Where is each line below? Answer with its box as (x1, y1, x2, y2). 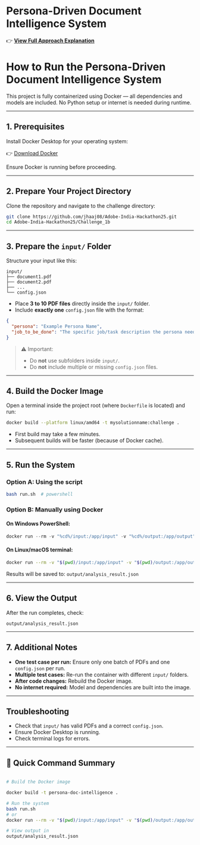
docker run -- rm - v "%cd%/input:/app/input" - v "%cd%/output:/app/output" (6, 533, 196, 539)
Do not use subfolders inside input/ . (29, 357, 120, 364)
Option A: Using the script (6, 477, 83, 486)
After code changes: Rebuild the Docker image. (14, 677, 133, 684)
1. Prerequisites (6, 122, 65, 132)
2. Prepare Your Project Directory (6, 186, 132, 196)
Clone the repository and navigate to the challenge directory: (6, 202, 156, 209)
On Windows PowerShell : (6, 520, 70, 528)
